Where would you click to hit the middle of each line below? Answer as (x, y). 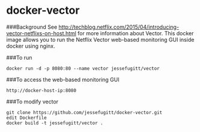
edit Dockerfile (26, 118)
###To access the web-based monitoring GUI (63, 79)
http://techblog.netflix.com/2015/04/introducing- (119, 27)
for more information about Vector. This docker (136, 33)
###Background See (32, 27)
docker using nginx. (31, 46)
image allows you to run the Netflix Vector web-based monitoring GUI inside (100, 39)
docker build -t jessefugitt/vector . (55, 123)
